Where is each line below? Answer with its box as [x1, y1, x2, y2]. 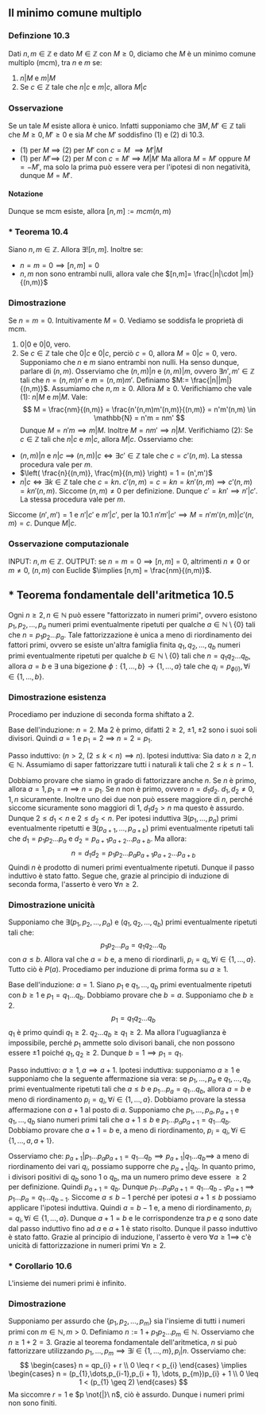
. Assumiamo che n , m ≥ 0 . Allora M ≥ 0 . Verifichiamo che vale [47, 383, 253, 393]
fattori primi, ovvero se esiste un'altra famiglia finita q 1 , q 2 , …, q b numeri [8, 640, 241, 652]
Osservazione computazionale [8, 538, 129, 549]
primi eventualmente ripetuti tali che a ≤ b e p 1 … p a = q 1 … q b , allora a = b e [8, 1084, 252, 1095]
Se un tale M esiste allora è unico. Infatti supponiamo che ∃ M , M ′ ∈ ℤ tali [8, 121, 246, 130]
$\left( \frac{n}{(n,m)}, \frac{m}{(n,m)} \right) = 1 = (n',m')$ [19, 468, 213, 478]
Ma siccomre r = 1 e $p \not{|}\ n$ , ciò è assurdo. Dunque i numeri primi [8, 1389, 245, 1399]
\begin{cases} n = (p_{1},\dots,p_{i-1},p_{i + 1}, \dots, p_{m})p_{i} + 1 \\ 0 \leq [8, 1369, 259, 1378]
